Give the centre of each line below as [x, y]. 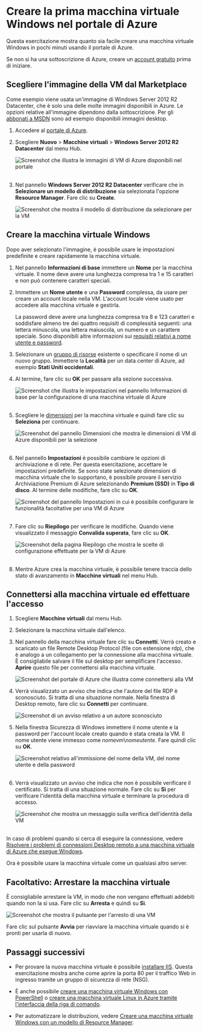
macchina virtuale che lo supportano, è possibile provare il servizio [98, 477]
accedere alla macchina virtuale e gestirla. [68, 305]
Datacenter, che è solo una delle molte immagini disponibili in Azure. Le [95, 105]
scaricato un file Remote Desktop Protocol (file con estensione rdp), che [105, 648]
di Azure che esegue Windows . [45, 852]
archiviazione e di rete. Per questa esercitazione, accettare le [91, 464]
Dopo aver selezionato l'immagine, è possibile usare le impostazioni [90, 249]
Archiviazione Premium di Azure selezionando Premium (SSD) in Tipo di [105, 484]
